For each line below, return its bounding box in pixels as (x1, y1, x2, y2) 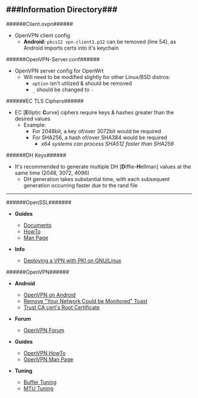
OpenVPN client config (14, 32, 71, 39)
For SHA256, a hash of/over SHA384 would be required (32, 134, 167, 141)
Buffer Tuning (23, 379, 57, 386)
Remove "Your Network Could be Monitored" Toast (23, 297, 148, 304)
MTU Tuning (23, 384, 54, 392)
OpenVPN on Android (23, 291, 76, 298)
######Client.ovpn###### (6, 20, 74, 27)
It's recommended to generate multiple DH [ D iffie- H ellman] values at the (14, 163, 192, 170)
